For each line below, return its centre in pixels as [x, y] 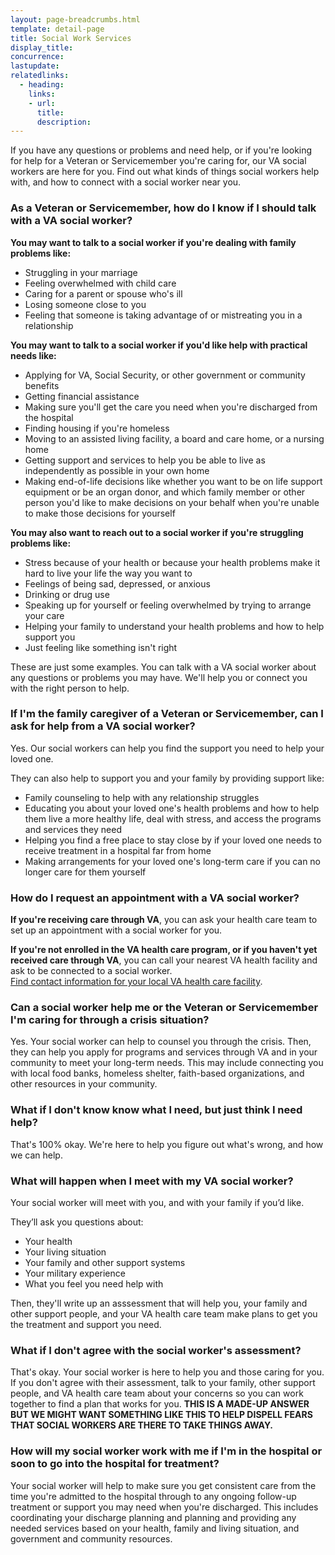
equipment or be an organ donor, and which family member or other [165, 492]
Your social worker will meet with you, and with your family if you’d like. [157, 1203]
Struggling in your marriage [81, 272]
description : [64, 122]
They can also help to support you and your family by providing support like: [167, 778]
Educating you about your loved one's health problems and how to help [172, 808]
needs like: [33, 355]
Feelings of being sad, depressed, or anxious [117, 583]
